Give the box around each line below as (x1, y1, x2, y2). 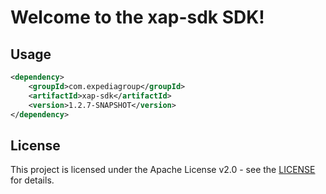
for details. (10, 174, 55, 186)
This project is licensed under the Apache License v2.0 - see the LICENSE (10, 164, 316, 176)
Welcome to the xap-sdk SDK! (10, 6, 265, 29)
